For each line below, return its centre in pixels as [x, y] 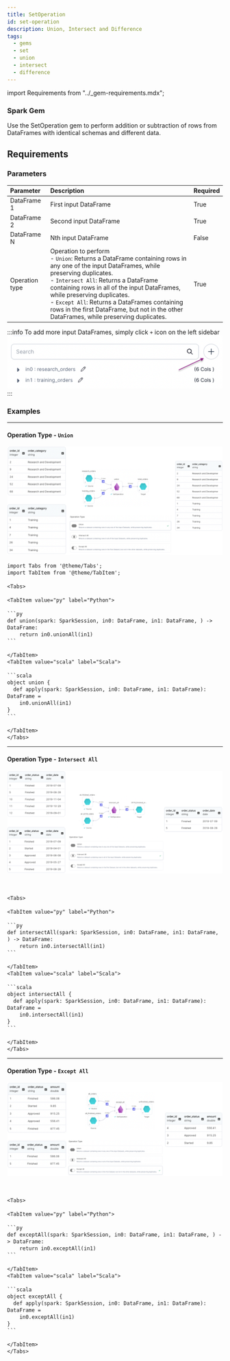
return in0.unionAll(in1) [56, 635]
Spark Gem [26, 110]
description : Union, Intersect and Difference [75, 29]
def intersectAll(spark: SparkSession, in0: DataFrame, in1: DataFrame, [113, 933]
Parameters [27, 174]
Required [207, 191]
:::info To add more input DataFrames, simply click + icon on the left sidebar [114, 332]
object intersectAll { [39, 995]
